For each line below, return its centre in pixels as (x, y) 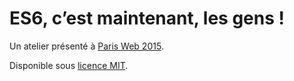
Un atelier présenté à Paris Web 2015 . (86, 46)
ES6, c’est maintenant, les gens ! (147, 18)
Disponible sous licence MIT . (69, 65)
